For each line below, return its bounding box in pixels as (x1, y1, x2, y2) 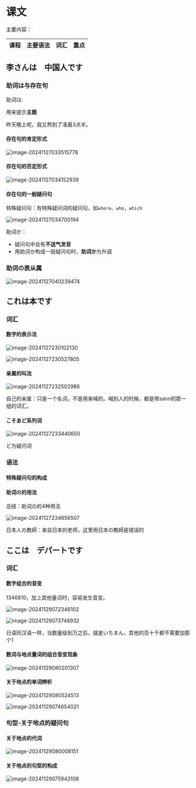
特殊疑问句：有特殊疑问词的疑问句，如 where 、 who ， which (6, 204, 143, 211)
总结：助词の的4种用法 (6, 503, 61, 510)
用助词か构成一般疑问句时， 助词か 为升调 (14, 248, 112, 255)
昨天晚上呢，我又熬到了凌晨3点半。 (6, 121, 92, 128)
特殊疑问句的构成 (6, 474, 47, 481)
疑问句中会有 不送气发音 (14, 241, 71, 248)
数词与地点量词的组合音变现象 (6, 651, 78, 658)
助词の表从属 (6, 264, 43, 272)
